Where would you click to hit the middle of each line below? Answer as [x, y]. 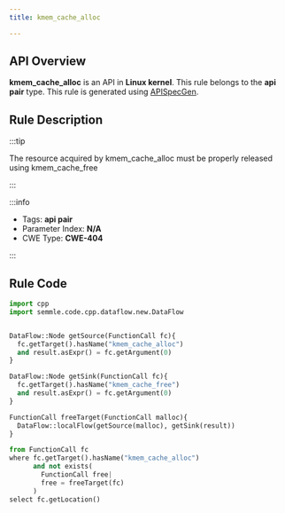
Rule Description [56, 119]
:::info [19, 202]
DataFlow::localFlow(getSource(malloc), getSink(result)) [127, 426]
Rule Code [39, 284]
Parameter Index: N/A [62, 229]
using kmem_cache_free [54, 168]
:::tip [17, 141]
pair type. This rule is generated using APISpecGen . [104, 92]
